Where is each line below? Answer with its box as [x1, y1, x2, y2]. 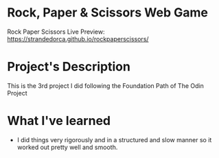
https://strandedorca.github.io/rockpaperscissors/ [7, 34, 149, 43]
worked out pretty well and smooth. [16, 143, 118, 151]
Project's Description [7, 59, 130, 75]
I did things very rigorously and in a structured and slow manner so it [16, 135, 212, 144]
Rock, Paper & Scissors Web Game [7, 5, 208, 21]
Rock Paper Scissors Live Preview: [7, 27, 105, 36]
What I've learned [7, 113, 111, 128]
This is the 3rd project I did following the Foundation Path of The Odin [7, 81, 204, 90]
